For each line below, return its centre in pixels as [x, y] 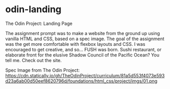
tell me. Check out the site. [34, 60]
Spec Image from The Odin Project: [42, 70]
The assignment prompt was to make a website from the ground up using [83, 33]
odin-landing [33, 9]
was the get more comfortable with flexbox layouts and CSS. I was [75, 44]
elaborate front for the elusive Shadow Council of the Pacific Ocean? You [82, 55]
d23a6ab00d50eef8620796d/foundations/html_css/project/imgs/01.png [81, 81]
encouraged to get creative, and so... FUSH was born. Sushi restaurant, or [83, 49]
